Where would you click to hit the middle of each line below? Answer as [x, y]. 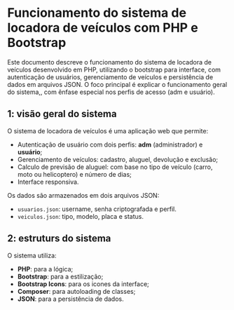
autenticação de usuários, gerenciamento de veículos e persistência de [110, 77]
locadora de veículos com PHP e [103, 28]
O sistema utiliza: [32, 255]
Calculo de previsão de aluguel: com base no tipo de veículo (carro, [115, 167]
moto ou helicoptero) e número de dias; [74, 174]
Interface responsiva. [48, 182]
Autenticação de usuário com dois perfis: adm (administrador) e [110, 144]
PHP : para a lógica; [45, 269]
